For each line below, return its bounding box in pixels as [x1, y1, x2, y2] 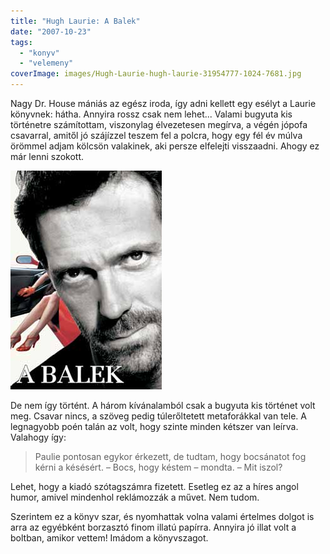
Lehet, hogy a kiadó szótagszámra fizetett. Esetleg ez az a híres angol [10, 481, 299, 492]
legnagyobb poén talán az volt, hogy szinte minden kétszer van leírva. [10, 421, 299, 432]
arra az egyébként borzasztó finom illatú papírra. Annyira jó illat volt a [10, 521, 297, 533]
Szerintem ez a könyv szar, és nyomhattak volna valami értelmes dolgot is [10, 511, 315, 522]
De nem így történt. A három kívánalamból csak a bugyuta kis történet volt [10, 400, 316, 411]
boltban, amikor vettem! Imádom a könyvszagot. [10, 532, 209, 544]
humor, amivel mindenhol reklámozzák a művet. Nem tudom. [10, 491, 260, 503]
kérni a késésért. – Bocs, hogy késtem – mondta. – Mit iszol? [34, 461, 283, 473]
